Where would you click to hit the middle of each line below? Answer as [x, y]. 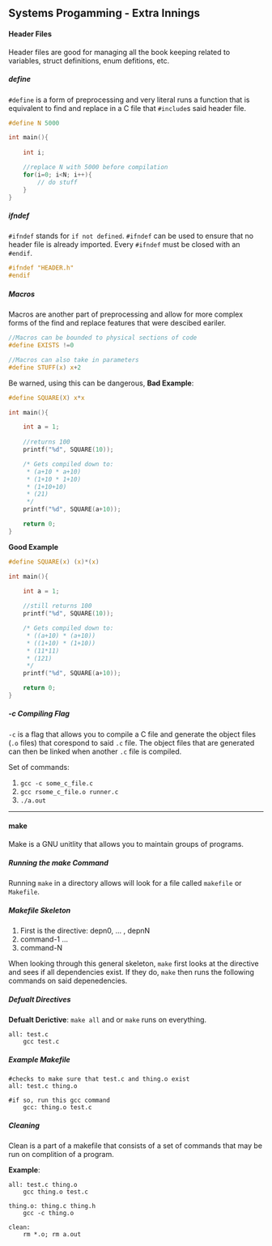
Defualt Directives [40, 999]
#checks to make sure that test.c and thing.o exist [99, 1079]
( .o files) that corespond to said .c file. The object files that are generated [132, 742]
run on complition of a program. [62, 1154]
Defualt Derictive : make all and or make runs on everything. [108, 1019]
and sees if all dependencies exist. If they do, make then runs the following [132, 972]
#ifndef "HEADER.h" [41, 268]
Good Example [34, 546]
